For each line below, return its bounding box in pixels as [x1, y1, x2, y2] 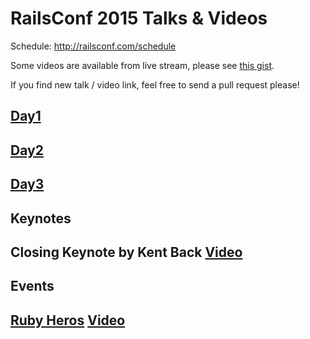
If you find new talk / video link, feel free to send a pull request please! [10, 78, 300, 91]
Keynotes [10, 210, 72, 227]
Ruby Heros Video [10, 312, 126, 329]
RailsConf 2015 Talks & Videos [10, 7, 268, 30]
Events [10, 278, 55, 295]
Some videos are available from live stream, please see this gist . [10, 59, 275, 71]
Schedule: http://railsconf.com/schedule [10, 40, 177, 52]
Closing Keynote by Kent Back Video [10, 243, 243, 261]
